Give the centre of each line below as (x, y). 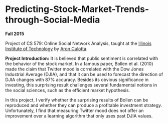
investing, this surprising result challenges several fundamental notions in (81, 85)
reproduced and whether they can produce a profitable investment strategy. (84, 105)
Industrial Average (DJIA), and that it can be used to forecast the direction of (84, 74)
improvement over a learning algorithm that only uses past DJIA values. (79, 115)
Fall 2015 (15, 33)
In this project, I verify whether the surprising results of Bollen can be (77, 100)
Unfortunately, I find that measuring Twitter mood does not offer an (74, 110)
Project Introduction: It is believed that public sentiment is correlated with (82, 58)
